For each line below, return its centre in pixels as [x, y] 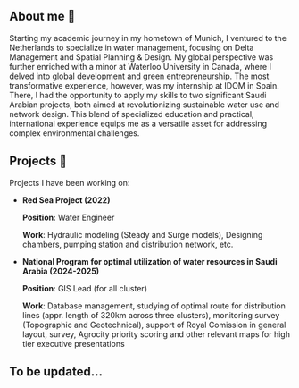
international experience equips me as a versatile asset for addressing [138, 123]
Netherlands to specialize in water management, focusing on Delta [132, 47]
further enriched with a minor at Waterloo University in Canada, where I [141, 66]
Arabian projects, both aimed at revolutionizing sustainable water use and [144, 105]
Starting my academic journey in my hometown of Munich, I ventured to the [148, 38]
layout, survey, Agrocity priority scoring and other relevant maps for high [156, 334]
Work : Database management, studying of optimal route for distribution [154, 306]
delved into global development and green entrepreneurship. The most [139, 76]
